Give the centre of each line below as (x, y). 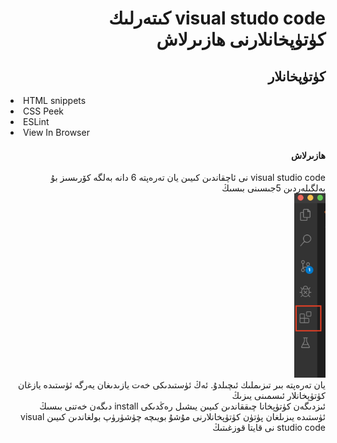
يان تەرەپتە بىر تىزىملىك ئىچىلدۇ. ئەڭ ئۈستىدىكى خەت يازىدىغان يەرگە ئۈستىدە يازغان (171, 385)
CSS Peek (44, 111)
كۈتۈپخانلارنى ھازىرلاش (241, 39)
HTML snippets (55, 100)
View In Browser (56, 132)
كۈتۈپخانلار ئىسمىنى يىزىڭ (278, 396)
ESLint (36, 121)
